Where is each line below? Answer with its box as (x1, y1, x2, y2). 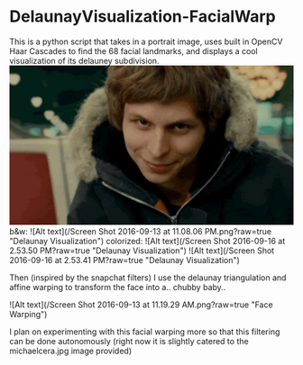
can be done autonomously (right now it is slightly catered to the (9, 336, 250, 347)
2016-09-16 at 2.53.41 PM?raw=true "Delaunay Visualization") (9, 255, 241, 266)
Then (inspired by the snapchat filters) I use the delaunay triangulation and (9, 272, 287, 283)
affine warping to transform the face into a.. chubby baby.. (9, 282, 226, 293)
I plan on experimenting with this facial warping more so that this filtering (9, 326, 280, 337)
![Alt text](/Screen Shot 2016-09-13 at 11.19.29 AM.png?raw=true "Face (9, 299, 273, 310)
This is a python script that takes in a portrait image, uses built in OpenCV (9, 36, 283, 47)
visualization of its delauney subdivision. (9, 55, 160, 66)
